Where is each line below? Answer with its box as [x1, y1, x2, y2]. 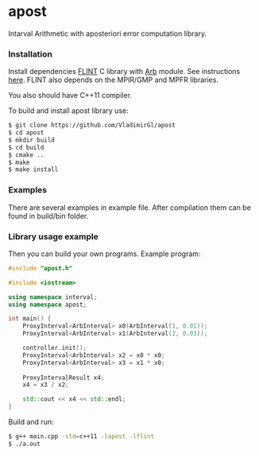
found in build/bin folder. [8, 211, 89, 220]
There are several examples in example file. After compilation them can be [8, 202, 252, 212]
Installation [8, 49, 53, 60]
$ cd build [8, 143, 44, 151]
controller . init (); [22, 344, 87, 352]
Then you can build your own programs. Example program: [8, 249, 201, 259]
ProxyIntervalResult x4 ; [22, 373, 105, 382]
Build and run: [8, 417, 54, 427]
